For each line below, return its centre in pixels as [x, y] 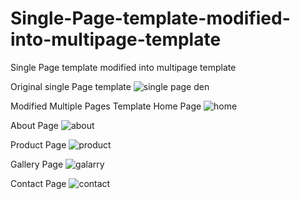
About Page [34, 125]
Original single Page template [71, 86]
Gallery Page [37, 164]
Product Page [38, 144]
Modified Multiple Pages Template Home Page [106, 106]
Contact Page [38, 183]
